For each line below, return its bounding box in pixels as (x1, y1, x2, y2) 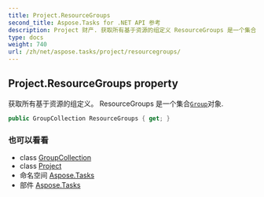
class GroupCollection (19, 152, 92, 162)
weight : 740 (8, 41, 47, 49)
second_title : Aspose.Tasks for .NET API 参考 (8, 19, 161, 27)
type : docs (8, 33, 44, 42)
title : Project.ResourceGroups (8, 11, 111, 20)
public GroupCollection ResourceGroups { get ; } (8, 115, 170, 122)
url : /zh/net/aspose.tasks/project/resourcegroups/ (8, 48, 181, 56)
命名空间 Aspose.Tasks (19, 170, 95, 180)
